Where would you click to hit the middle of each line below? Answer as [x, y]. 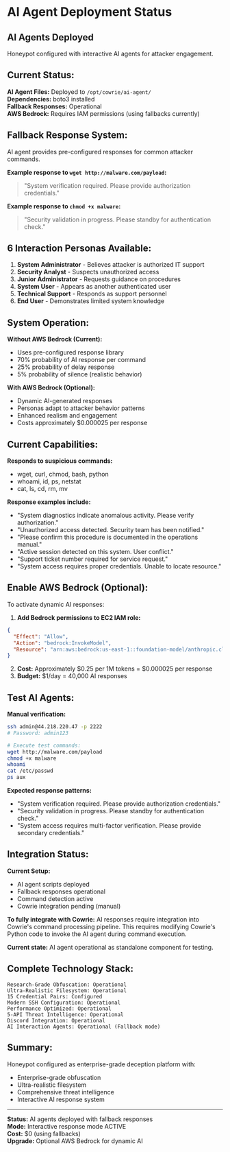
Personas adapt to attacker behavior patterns [81, 408]
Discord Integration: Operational [56, 1020]
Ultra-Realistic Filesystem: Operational [67, 991]
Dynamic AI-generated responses [65, 401]
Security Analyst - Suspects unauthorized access [88, 272]
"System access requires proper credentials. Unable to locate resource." [119, 566]
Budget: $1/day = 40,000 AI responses [72, 676]
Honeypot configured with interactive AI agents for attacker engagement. [110, 53]
